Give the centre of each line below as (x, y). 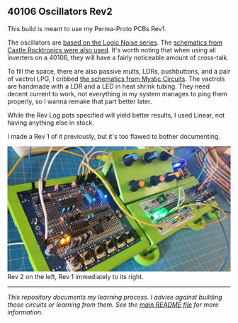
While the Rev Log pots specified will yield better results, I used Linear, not (116, 115)
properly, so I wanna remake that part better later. (80, 101)
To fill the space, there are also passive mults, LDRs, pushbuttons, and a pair (119, 71)
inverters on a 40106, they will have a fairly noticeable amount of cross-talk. (118, 57)
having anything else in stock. (51, 123)
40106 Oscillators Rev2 (60, 12)
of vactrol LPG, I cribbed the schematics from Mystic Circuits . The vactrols (116, 79)
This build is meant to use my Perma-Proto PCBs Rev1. (87, 28)
